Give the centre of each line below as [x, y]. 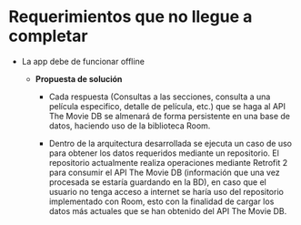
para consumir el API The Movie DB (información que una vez [164, 172]
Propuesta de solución [79, 78]
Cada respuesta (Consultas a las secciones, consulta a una [160, 97]
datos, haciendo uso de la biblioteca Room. [130, 126]
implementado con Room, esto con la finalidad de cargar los [161, 201]
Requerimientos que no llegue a [130, 17]
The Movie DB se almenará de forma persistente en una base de [169, 116]
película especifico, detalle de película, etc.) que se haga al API [167, 106]
